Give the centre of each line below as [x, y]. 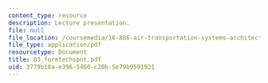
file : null [26, 30]
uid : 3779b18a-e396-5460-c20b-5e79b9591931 [82, 67]
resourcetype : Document [48, 52]
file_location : [33, 38]
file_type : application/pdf [55, 45]
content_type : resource [48, 15]
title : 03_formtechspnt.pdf [55, 60]
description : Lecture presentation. [69, 23]
